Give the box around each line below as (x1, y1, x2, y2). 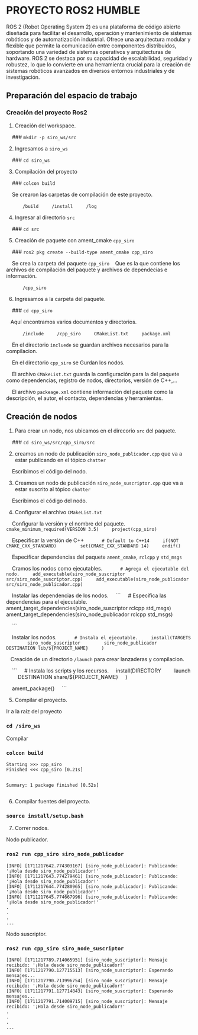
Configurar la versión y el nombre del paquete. (11, 520, 126, 527)
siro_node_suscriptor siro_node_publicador (27, 640, 158, 646)
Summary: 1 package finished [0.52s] (6, 783, 99, 789)
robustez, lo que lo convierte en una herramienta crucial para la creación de (6, 60, 191, 68)
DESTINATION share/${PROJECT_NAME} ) (17, 674, 128, 681)
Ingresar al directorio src (14, 214, 75, 221)
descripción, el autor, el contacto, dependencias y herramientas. (6, 395, 164, 402)
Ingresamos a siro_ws (14, 145, 68, 152)
